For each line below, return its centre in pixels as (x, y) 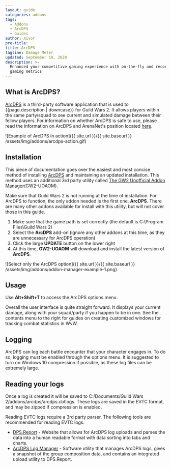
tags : (11, 19)
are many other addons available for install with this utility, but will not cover (85, 206)
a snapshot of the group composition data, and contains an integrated (86, 454)
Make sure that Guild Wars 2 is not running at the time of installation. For (81, 195)
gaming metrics (26, 72)
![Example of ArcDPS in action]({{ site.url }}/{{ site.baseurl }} (69, 136)
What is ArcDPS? (33, 92)
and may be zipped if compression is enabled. (54, 407)
